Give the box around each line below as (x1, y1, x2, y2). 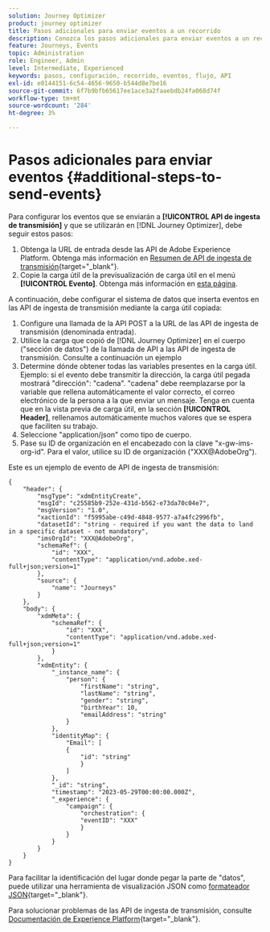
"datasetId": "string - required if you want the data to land (37, 520, 253, 528)
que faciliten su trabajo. (19, 420, 99, 431)
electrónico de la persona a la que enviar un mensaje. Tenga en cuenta (19, 396, 256, 405)
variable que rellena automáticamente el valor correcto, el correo (19, 387, 235, 396)
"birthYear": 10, (80, 703, 138, 711)
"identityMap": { (51, 731, 110, 739)
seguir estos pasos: (8, 229, 74, 238)
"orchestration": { (80, 809, 146, 818)
